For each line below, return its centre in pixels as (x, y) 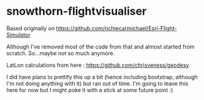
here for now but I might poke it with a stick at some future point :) (90, 90)
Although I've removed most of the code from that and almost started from (100, 47)
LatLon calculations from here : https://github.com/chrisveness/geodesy (98, 65)
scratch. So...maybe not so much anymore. (61, 53)
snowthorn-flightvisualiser (77, 11)
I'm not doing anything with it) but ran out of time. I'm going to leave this (97, 83)
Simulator (18, 34)
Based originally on (31, 28)
